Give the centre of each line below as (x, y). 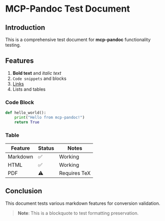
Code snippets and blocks (39, 78)
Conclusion (24, 191)
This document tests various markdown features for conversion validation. (83, 203)
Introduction (25, 28)
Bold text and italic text (37, 73)
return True (27, 122)
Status (46, 148)
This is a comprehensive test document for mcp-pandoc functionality (78, 39)
